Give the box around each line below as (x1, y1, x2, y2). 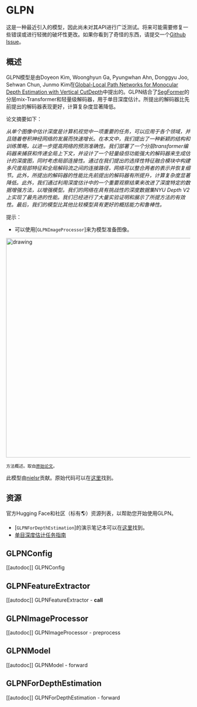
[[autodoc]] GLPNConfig (6, 564, 65, 571)
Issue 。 (6, 38, 25, 45)
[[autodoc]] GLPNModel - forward (6, 661, 88, 668)
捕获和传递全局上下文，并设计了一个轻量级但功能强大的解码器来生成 (21, 150, 185, 157)
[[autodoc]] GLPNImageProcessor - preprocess (6, 629, 121, 636)
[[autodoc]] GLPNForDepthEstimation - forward (6, 694, 120, 701)
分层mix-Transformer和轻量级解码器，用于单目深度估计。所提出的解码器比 (6, 95, 185, 102)
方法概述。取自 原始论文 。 (6, 463, 57, 469)
